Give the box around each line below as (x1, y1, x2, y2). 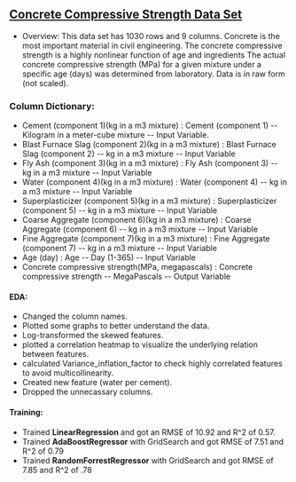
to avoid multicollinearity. (21, 367, 114, 378)
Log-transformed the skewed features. (21, 330, 164, 341)
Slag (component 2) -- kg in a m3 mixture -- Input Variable (21, 148, 237, 159)
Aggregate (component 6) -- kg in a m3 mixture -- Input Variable (21, 224, 259, 234)
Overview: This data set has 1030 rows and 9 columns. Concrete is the (21, 30, 281, 41)
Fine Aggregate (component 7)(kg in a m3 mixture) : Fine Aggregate (21, 233, 270, 244)
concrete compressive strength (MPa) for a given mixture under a (21, 59, 261, 69)
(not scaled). (21, 77, 69, 88)
